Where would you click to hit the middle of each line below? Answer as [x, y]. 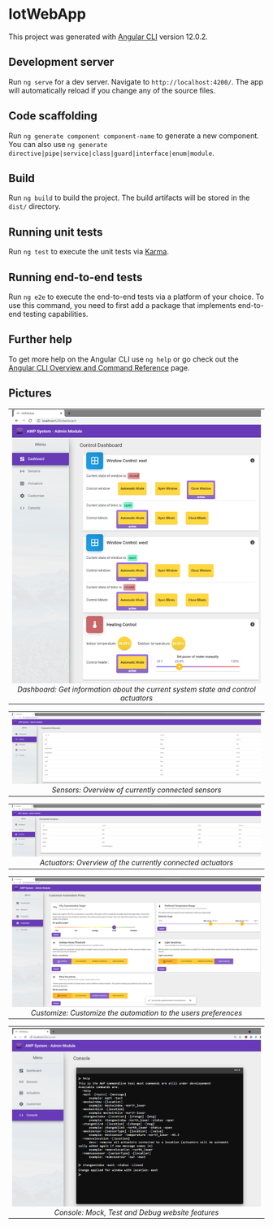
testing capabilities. [56, 314]
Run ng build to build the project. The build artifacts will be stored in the [129, 198]
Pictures [30, 394]
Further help [41, 339]
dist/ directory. [35, 206]
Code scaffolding [53, 116]
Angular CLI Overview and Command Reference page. [99, 367]
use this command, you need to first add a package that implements [122, 305]
